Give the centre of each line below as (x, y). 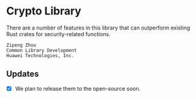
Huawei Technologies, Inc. (40, 55)
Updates (23, 74)
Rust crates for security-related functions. (58, 34)
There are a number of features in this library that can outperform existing (98, 28)
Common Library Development (42, 50)
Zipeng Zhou (21, 45)
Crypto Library (44, 11)
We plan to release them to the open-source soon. (78, 88)
